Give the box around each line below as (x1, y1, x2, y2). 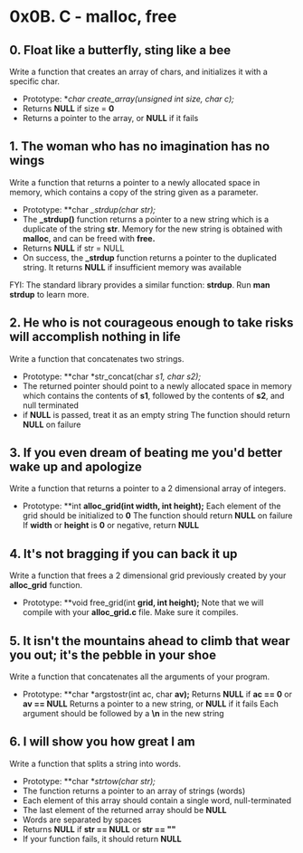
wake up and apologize (9, 460, 142, 475)
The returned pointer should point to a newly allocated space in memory (22, 380, 292, 391)
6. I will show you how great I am (9, 735, 196, 750)
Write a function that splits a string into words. (9, 758, 181, 769)
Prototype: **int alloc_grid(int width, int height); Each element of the (22, 500, 281, 512)
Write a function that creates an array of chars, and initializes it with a (9, 66, 269, 77)
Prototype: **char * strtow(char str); (22, 775, 156, 786)
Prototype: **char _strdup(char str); (22, 204, 156, 214)
